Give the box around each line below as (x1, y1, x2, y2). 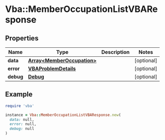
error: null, (9, 122, 37, 127)
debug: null (9, 126, 35, 132)
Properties (5, 34, 39, 42)
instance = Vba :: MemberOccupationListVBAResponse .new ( (5, 112, 121, 118)
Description (101, 49, 130, 55)
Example (5, 90, 33, 99)
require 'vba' (5, 103, 35, 108)
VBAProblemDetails (28, 65, 76, 72)
